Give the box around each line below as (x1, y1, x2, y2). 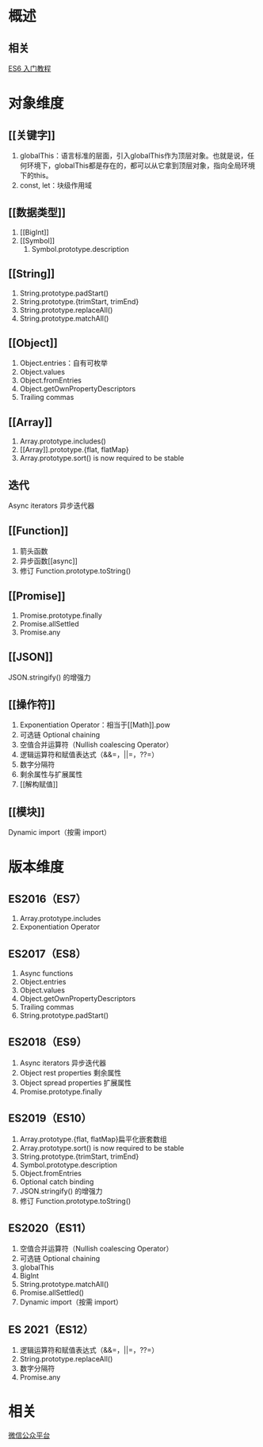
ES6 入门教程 (8, 64, 51, 73)
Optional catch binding (19, 1177, 94, 1186)
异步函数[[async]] (19, 556, 78, 565)
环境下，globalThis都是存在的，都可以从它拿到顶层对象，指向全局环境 (26, 161, 256, 170)
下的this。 (19, 171, 53, 180)
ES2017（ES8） (8, 947, 87, 961)
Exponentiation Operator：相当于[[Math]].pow (19, 720, 170, 729)
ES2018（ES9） (8, 1035, 87, 1049)
